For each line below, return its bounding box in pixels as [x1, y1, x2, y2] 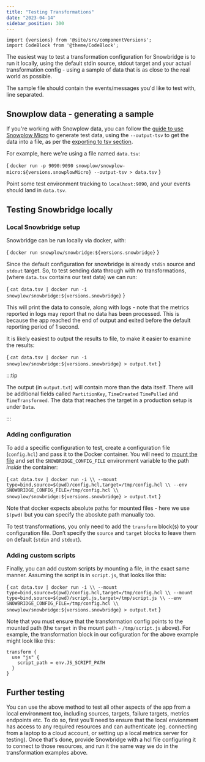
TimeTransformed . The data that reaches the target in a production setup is [6, 396, 193, 404]
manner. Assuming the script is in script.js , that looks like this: [6, 572, 166, 579]
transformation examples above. [6, 749, 88, 756]
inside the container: [6, 463, 58, 471]
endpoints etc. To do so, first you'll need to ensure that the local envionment [6, 717, 199, 724]
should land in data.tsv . [6, 187, 67, 194]
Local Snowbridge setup [6, 223, 81, 231]
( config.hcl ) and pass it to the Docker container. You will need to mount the [6, 450, 198, 458]
